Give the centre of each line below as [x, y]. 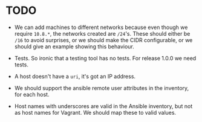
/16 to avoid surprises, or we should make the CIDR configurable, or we [103, 40]
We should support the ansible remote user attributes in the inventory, [102, 88]
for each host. [32, 94]
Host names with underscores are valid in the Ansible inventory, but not [103, 106]
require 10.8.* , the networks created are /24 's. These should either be [102, 33]
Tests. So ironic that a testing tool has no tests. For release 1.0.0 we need [105, 58]
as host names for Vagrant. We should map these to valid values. [95, 112]
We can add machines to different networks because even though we [101, 27]
